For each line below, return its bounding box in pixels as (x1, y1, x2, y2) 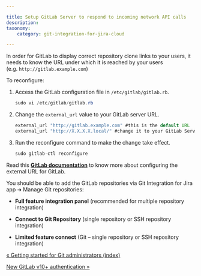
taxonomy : (6, 25, 31, 31)
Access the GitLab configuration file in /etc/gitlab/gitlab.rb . (14, 88, 169, 96)
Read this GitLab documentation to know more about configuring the (6, 161, 178, 169)
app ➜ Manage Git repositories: (6, 185, 84, 193)
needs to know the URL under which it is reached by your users (6, 59, 163, 66)
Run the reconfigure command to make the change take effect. (14, 139, 170, 146)
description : (6, 19, 39, 26)
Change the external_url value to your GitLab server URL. (14, 111, 160, 118)
